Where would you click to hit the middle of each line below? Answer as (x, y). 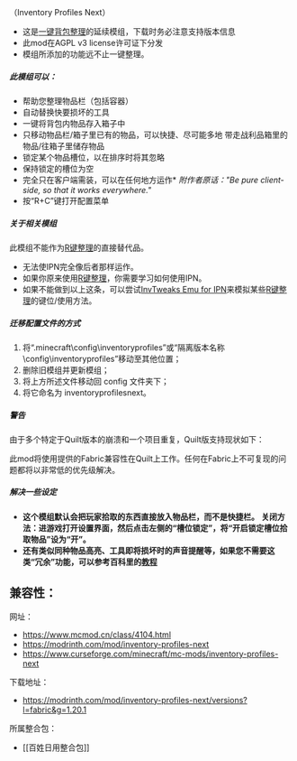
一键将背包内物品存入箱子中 (74, 123)
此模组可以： (33, 76)
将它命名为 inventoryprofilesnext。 (86, 392)
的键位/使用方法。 (63, 301)
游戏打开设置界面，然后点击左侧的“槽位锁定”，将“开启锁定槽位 (163, 528)
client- (273, 180)
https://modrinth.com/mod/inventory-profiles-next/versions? (135, 700)
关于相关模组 (33, 223)
